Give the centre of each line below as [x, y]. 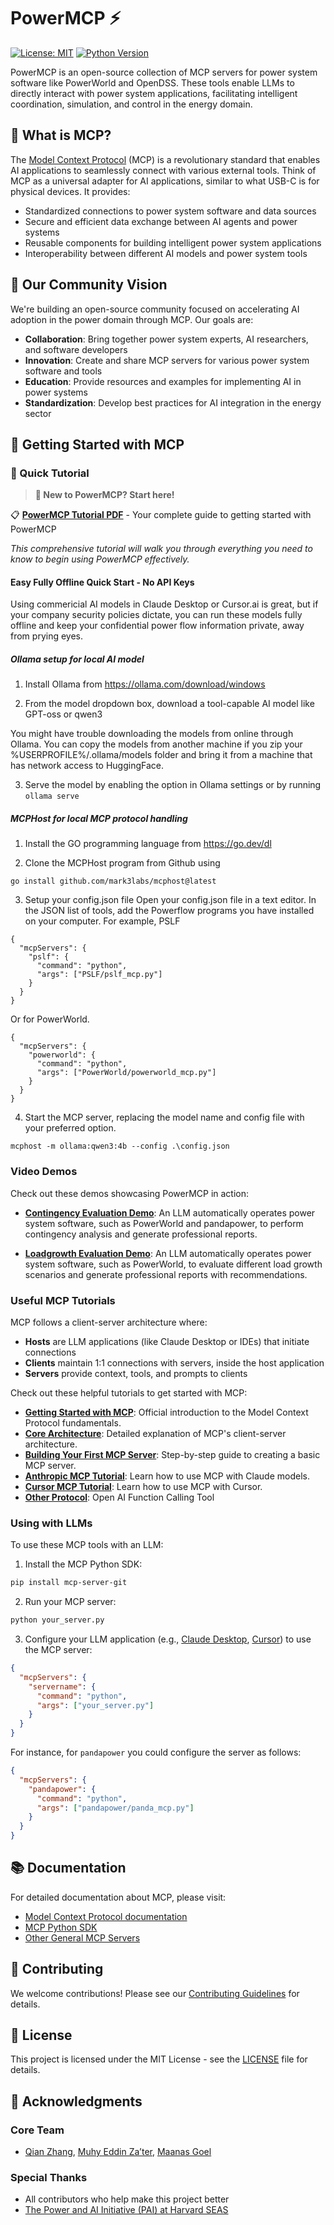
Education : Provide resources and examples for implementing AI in [163, 381]
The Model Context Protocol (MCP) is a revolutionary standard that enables [165, 159]
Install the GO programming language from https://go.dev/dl [148, 844]
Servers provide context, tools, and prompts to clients [136, 1373]
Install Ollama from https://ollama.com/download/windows [145, 684]
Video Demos [44, 1172]
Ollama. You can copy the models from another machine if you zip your [156, 744]
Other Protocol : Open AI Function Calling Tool [119, 1497]
